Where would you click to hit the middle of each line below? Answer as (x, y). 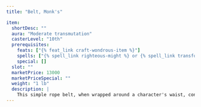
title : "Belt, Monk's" (34, 12)
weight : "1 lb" (31, 84)
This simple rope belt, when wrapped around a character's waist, (101, 95)
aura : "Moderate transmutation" (52, 33)
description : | (31, 89)
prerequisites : (31, 45)
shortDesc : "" (29, 28)
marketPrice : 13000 (36, 72)
